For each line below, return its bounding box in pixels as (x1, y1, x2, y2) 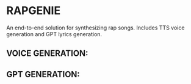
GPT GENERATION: (6, 69, 81, 80)
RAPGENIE (6, 4, 61, 18)
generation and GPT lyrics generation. (6, 30, 103, 37)
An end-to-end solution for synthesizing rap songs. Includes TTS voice (6, 24, 185, 31)
